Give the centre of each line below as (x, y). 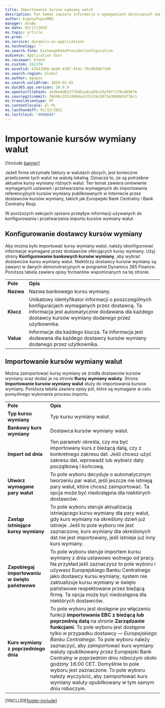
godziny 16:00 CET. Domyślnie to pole (95, 664)
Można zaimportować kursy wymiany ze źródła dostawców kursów (73, 373)
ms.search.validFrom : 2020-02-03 (39, 82)
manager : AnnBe (21, 23)
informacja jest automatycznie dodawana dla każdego (91, 311)
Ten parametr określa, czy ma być (89, 442)
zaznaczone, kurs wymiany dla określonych (100, 532)
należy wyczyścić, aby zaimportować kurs (99, 677)
